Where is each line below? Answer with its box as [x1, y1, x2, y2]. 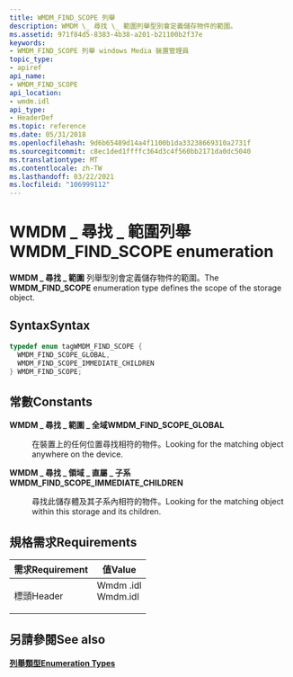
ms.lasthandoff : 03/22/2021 [9, 172, 115, 181]
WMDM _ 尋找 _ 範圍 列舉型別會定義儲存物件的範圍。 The [9, 272, 219, 283]
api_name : [9, 72, 47, 81]
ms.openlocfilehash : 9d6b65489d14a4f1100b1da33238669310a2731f [9, 138, 252, 147]
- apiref [9, 64, 42, 73]
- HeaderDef [9, 113, 54, 122]
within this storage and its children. [31, 506, 162, 517]
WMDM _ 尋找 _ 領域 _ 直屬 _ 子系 [9, 468, 131, 478]
